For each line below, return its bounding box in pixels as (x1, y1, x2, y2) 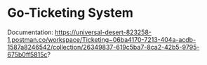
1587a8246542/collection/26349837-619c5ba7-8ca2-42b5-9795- (7, 43, 200, 51)
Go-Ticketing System (7, 5, 133, 21)
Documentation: (7, 28, 54, 36)
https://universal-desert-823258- (55, 28, 152, 36)
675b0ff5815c (7, 50, 48, 59)
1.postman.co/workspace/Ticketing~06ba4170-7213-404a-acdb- (7, 35, 196, 43)
